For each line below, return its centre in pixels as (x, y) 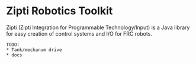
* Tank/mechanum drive (34, 50)
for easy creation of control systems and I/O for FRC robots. (79, 33)
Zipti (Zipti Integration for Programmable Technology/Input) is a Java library (98, 27)
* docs (14, 55)
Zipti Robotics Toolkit (60, 11)
